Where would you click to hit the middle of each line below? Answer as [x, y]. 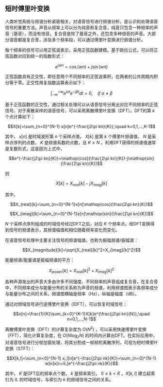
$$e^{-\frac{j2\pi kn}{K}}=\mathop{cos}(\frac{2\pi [59, 158]
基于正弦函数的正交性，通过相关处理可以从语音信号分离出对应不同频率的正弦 [81, 104]
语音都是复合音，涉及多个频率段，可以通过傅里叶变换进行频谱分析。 [77, 39]
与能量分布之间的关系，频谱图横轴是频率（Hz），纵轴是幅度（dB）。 [72, 294]
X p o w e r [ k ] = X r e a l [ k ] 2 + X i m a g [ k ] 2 [81, 271]
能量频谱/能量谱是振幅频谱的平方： [40, 260]
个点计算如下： [20, 116]
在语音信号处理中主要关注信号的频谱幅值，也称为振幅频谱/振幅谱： [72, 240]
